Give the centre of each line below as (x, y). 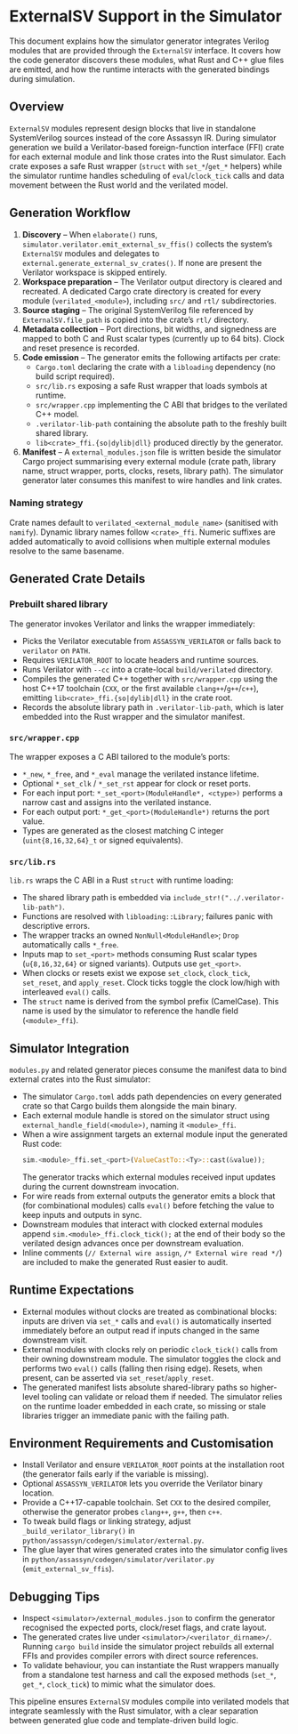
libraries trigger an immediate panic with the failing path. (125, 1415)
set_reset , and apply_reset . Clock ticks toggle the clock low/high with (151, 983)
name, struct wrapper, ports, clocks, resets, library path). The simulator (153, 471)
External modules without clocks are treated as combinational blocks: (149, 1311)
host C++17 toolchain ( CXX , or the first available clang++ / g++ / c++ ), (141, 688)
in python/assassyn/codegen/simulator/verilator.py (118, 1560)
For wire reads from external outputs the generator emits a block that (149, 1196)
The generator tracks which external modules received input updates (149, 1177)
